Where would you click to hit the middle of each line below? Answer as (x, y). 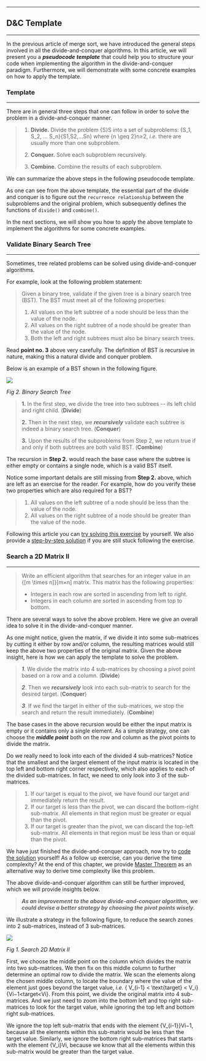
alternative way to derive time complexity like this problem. (81, 871)
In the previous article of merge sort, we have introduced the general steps (101, 44)
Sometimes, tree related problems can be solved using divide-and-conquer (101, 263)
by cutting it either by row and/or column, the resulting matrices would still (100, 644)
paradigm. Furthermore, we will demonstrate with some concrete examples (101, 70)
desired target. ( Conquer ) (54, 694)
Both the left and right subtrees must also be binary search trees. (113, 338)
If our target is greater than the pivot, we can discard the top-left (112, 826)
